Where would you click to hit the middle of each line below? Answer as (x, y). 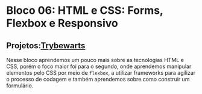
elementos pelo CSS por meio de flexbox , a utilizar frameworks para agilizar (101, 73)
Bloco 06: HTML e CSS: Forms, (85, 11)
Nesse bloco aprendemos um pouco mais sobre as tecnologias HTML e (95, 60)
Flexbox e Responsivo (62, 23)
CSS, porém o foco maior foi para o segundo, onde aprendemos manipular (99, 66)
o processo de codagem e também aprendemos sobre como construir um (98, 79)
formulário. (20, 86)
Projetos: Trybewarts (46, 45)
